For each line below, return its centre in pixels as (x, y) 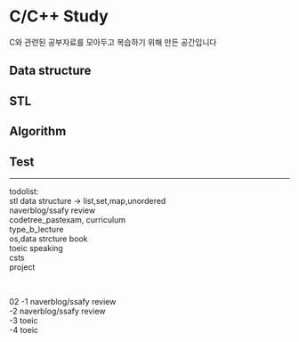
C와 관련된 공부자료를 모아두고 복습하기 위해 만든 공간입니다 (113, 42)
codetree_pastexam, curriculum (68, 219)
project (22, 267)
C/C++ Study (59, 16)
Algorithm (38, 131)
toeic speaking (36, 248)
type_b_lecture (36, 229)
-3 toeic (24, 320)
